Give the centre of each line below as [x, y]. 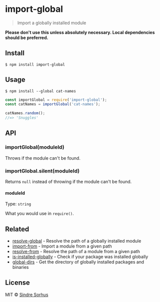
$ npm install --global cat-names [41, 91]
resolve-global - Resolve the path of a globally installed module [77, 241]
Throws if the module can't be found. [43, 158]
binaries [20, 267]
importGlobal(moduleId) [35, 147]
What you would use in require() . [40, 214]
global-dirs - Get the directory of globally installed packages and [78, 262]
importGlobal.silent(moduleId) [42, 171]
